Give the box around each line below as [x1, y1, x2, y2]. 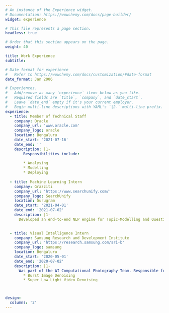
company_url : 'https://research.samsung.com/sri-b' [14, 240, 125, 245]
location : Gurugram [14, 198, 55, 203]
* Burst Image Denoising [23, 273, 75, 278]
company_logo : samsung [14, 245, 62, 250]
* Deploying [23, 170, 49, 175]
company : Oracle [14, 118, 49, 123]
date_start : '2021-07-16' [14, 137, 69, 142]
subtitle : [5, 58, 26, 63]
